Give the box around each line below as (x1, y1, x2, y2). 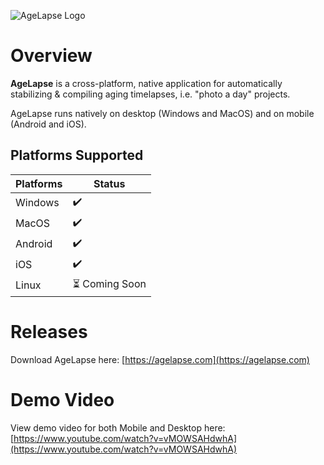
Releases (10, 320, 88, 343)
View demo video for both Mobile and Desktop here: (10, 421, 226, 434)
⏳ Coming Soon (72, 276, 147, 290)
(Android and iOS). (10, 118, 87, 130)
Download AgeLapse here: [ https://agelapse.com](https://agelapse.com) (10, 353, 310, 365)
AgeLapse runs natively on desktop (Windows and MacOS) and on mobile (10, 107, 315, 119)
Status (93, 176, 126, 190)
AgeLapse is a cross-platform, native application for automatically (10, 77, 283, 89)
